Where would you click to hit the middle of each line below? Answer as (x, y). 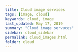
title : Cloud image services (35, 10)
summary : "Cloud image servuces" (39, 28)
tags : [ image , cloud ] (27, 14)
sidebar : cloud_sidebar (30, 33)
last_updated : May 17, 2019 (34, 24)
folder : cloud (20, 42)
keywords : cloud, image (30, 19)
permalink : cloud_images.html (36, 38)
